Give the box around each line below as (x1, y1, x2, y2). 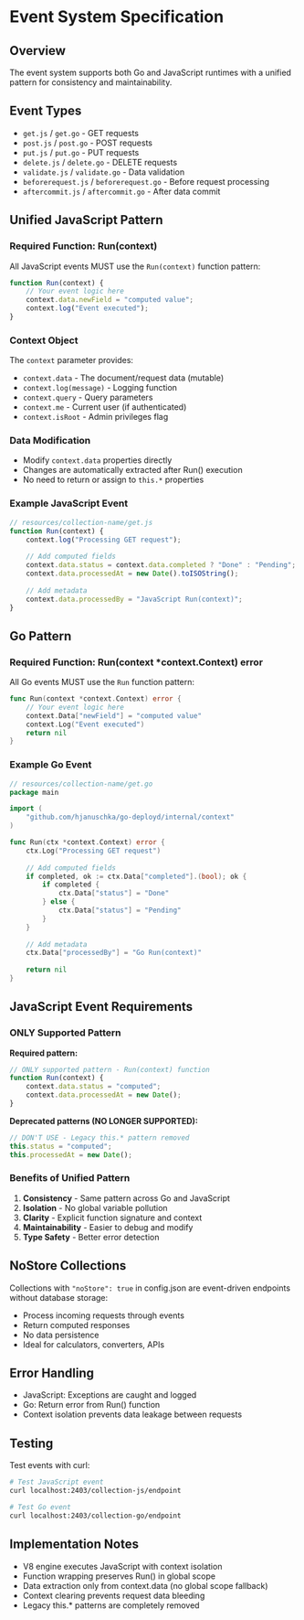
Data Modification (9, 435, 91, 447)
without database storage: (9, 1292, 109, 1303)
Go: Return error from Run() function (22, 1400, 161, 1411)
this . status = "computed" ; (9, 1142, 112, 1151)
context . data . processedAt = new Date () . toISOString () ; (26, 569, 239, 578)
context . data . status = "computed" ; (26, 1082, 162, 1091)
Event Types (9, 103, 82, 119)
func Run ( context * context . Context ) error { (9, 694, 182, 703)
